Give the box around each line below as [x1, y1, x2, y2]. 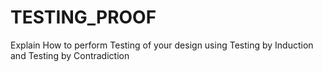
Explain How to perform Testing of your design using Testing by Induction [10, 39, 314, 51]
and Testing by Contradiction [10, 49, 130, 61]
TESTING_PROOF [10, 6, 157, 29]
